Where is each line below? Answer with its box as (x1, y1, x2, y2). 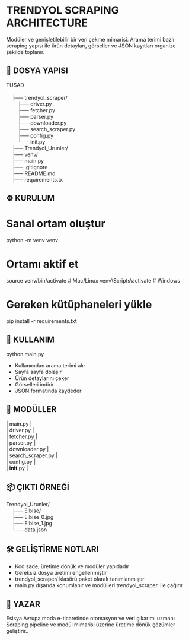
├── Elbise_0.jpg (11, 514, 54, 521)
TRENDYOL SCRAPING (6, 4, 120, 17)
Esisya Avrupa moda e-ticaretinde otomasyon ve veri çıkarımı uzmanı (6, 615, 175, 622)
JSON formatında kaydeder (14, 387, 82, 394)
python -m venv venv (6, 237, 58, 244)
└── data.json (11, 526, 47, 533)
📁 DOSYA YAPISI (6, 66, 68, 76)
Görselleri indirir (14, 381, 55, 388)
